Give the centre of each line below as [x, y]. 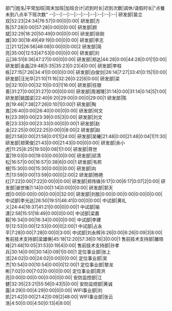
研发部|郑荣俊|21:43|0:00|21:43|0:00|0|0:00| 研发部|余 [63, 143]
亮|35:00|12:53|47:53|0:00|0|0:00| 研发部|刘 [52, 53]
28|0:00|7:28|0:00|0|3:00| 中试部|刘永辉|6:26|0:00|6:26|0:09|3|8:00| [89, 232]
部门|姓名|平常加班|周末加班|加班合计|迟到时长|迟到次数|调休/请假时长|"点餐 [85, 8]
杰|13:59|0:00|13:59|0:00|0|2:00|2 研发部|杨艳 [54, 175]
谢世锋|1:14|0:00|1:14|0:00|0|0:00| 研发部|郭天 [64, 188]
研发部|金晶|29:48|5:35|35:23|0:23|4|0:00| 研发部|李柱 [63, 66]
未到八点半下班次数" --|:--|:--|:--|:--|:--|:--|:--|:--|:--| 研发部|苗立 [74, 14]
